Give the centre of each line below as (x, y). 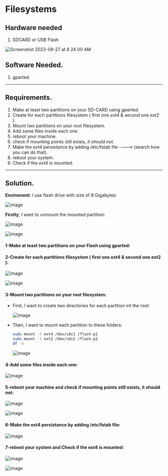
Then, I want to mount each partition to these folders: (67, 325)
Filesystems (31, 9)
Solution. (19, 183)
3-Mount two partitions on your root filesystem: (56, 294)
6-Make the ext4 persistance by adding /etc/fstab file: (63, 425)
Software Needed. (34, 65)
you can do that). (30, 152)
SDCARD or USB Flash (35, 40)
